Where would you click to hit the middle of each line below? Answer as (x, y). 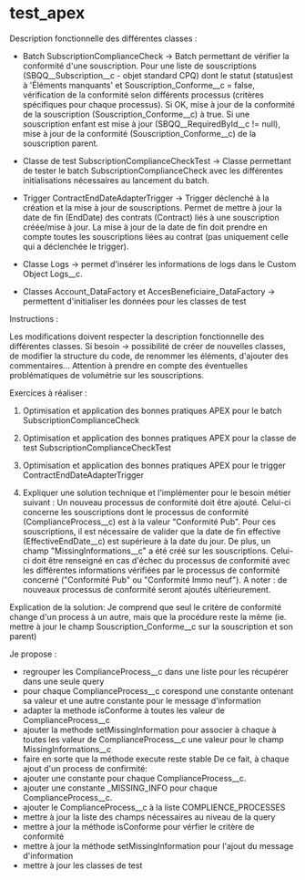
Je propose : (33, 654)
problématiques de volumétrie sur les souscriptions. (107, 375)
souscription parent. (60, 143)
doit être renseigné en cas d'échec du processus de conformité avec (161, 560)
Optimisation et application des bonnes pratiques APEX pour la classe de (159, 438)
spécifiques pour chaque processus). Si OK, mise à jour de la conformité (159, 104)
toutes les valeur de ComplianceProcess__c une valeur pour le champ (153, 739)
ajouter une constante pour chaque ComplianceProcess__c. (134, 778)
